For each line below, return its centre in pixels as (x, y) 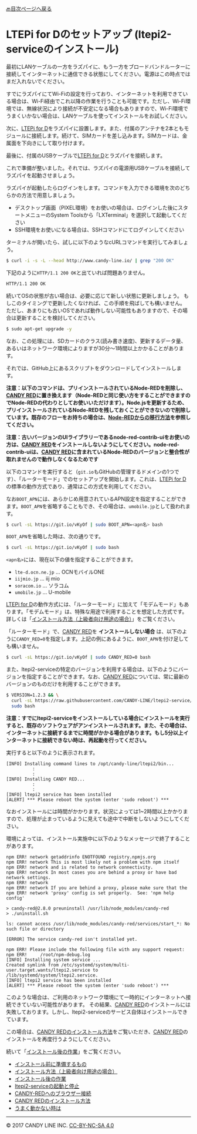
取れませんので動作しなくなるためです (52, 459)
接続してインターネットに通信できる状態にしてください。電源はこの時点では (98, 74)
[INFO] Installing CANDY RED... (45, 779)
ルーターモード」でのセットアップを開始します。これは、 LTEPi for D (104, 479)
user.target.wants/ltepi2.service (48, 970)
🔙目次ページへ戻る (29, 9)
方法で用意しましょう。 (50, 195)
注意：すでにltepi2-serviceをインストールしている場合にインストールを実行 (98, 718)
